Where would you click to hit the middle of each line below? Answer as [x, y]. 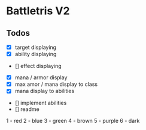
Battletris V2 [38, 11]
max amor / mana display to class [56, 84]
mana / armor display [41, 78]
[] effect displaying [38, 66]
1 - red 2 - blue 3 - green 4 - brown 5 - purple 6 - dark [73, 121]
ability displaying [36, 54]
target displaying [36, 47]
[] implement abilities [41, 103]
